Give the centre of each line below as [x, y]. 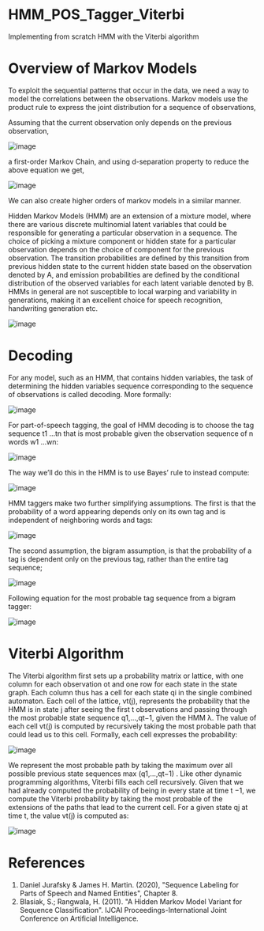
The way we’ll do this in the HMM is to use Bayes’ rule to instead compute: [129, 472]
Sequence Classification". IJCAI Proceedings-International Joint [123, 910]
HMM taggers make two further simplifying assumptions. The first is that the [132, 503]
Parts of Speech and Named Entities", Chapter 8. [99, 893]
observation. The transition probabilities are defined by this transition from [129, 258]
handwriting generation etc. [53, 308]
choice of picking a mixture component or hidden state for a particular [122, 241]
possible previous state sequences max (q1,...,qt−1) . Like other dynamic [125, 774]
